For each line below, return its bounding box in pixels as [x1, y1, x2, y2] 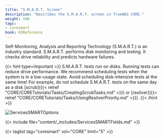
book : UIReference [5, 30, 43, 35]
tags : [5, 21, 16, 26]
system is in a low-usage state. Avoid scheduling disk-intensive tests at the [5, 74, 158, 80]
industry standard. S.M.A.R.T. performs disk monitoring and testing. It [5, 49, 146, 55]
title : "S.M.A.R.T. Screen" [5, 7, 63, 12]
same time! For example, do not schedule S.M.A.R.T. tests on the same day [5, 79, 157, 85]
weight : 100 [5, 16, 30, 21]
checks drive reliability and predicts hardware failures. [5, 54, 115, 59]
